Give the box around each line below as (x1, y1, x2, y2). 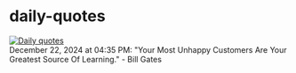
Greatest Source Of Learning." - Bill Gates (9, 54, 163, 64)
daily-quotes (9, 6, 106, 26)
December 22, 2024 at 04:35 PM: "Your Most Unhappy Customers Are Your (9, 44, 287, 55)
